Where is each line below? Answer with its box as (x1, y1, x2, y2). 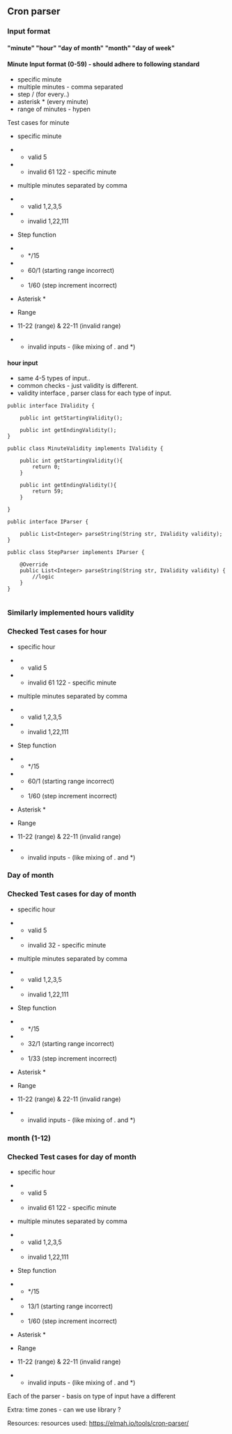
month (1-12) (7, 1133, 51, 1143)
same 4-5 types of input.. (17, 374, 91, 382)
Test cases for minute (7, 119, 70, 127)
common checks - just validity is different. (17, 382, 139, 390)
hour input (7, 359, 38, 367)
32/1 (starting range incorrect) (27, 1039, 115, 1047)
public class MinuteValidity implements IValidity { (7, 445, 164, 452)
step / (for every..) (17, 90, 70, 98)
